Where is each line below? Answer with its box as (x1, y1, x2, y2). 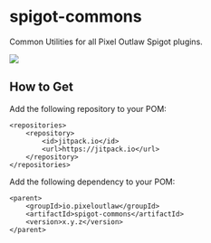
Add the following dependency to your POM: (9, 176, 176, 187)
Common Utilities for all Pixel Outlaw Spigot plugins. (9, 36, 204, 47)
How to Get (9, 79, 74, 95)
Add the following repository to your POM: (9, 103, 168, 114)
